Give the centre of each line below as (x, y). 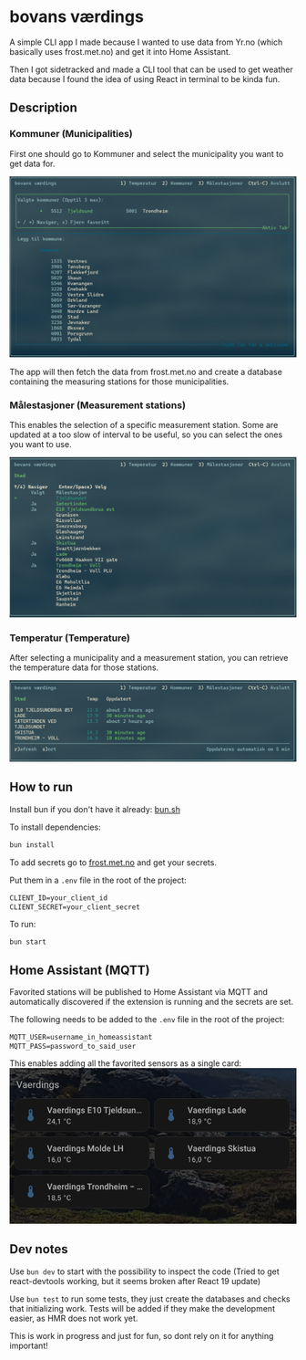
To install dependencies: (56, 827)
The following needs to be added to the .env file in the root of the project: (147, 1020)
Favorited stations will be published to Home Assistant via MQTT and (139, 992)
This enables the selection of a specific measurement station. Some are (144, 424)
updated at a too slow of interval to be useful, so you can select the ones (146, 434)
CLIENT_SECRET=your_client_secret (75, 907)
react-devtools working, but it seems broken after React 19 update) (135, 1281)
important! (29, 1345)
